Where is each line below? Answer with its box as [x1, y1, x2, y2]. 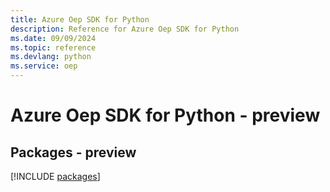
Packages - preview [10, 144, 137, 161]
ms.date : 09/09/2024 [10, 33, 97, 43]
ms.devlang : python [10, 52, 92, 62]
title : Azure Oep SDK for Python [10, 14, 150, 25]
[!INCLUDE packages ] [10, 171, 101, 182]
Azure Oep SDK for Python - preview [10, 104, 321, 127]
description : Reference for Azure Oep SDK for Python [10, 24, 240, 34]
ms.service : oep [10, 61, 78, 71]
